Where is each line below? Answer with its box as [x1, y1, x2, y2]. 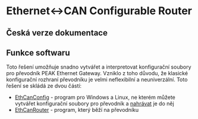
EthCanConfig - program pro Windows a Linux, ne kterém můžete [14, 94, 175, 101]
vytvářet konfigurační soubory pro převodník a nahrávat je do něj [14, 100, 174, 107]
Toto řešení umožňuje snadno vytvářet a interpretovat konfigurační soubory [6, 63, 191, 70]
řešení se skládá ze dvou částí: [6, 82, 82, 89]
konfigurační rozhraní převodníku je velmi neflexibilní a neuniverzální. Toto [6, 76, 188, 83]
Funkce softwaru [6, 47, 70, 57]
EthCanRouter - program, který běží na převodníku [14, 107, 139, 114]
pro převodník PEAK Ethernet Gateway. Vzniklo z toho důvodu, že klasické [6, 70, 188, 77]
